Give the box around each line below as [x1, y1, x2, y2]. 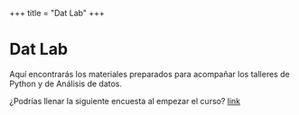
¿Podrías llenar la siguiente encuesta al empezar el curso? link [9, 95, 241, 106]
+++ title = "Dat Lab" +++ [9, 8, 106, 18]
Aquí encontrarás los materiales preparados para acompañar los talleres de [9, 68, 291, 79]
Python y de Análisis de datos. [9, 78, 123, 89]
